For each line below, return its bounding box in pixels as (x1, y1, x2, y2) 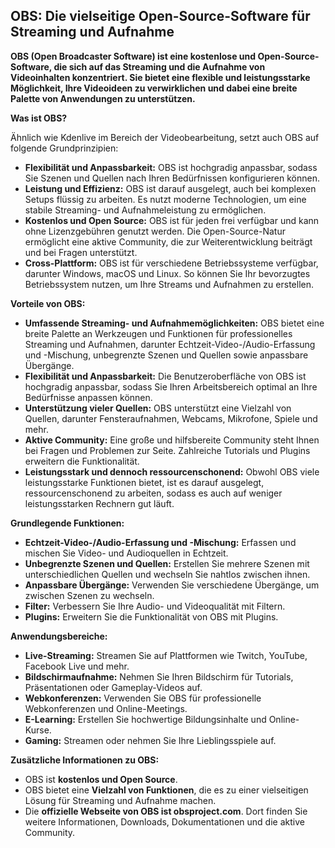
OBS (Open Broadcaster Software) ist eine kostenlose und (10, 50, 257, 62)
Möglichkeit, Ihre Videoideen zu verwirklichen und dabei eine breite (10, 82, 298, 94)
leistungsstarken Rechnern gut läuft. (24, 497, 175, 509)
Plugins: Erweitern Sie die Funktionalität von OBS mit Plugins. (24, 610, 279, 623)
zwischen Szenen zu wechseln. (24, 589, 155, 601)
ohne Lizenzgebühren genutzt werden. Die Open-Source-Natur (24, 225, 287, 237)
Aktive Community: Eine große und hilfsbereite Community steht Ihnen (24, 434, 320, 446)
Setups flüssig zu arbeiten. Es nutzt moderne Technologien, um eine (24, 193, 307, 205)
